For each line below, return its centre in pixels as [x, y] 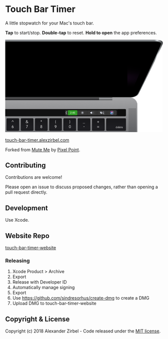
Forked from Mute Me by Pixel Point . [43, 150]
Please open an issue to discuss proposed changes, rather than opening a [82, 187]
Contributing [25, 165]
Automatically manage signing [43, 288]
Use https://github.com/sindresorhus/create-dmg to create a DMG [81, 298]
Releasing [17, 261]
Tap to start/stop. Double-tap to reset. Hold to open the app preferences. [81, 32]
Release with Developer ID [39, 282]
